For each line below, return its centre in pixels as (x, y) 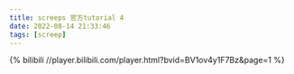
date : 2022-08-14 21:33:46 (60, 26)
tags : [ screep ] (38, 34)
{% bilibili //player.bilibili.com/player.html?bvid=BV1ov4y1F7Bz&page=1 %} (147, 60)
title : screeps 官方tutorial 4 (67, 18)
